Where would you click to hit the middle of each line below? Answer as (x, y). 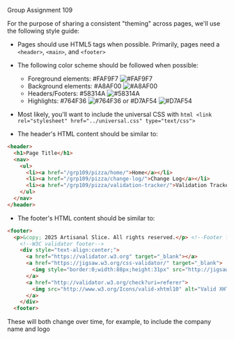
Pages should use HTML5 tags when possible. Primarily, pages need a (118, 44)
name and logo (29, 329)
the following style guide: (44, 31)
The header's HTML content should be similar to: (87, 134)
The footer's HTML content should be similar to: (86, 218)
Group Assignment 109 (40, 10)
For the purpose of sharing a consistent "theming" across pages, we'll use (114, 23)
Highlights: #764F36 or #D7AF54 (92, 101)
